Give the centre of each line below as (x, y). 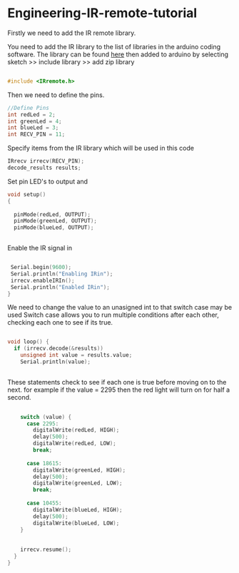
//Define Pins (29, 108)
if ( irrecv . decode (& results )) (59, 349)
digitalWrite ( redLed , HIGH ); (76, 430)
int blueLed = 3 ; (33, 128)
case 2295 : (42, 424)
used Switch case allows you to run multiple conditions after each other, (113, 315)
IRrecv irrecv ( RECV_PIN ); (46, 161)
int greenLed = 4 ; (35, 121)
